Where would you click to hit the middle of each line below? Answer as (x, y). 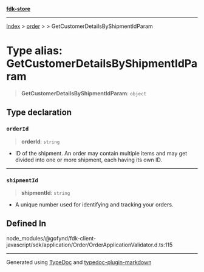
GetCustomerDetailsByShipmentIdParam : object (84, 93)
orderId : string (40, 141)
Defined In (26, 224)
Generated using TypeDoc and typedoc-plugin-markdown (79, 262)
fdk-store (19, 9)
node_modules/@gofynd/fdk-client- (51, 238)
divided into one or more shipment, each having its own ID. (89, 160)
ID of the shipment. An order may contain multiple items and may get (101, 153)
